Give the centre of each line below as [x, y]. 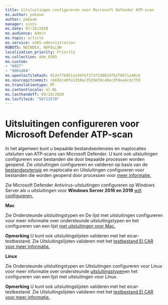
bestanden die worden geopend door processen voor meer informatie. [78, 175]
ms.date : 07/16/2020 [27, 29]
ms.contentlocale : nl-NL [31, 89]
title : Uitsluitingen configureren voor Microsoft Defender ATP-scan [80, 10]
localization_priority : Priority [40, 52]
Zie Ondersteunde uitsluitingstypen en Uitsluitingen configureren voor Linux [84, 266]
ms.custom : [17, 62]
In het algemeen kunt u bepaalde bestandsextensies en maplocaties [76, 149]
